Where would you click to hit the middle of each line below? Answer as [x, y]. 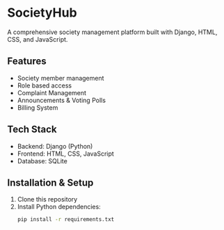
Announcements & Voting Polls [62, 100]
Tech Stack [32, 130]
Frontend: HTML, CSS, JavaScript [66, 154]
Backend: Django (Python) [55, 146]
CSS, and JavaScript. [38, 39]
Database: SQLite [42, 161]
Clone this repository [47, 199]
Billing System [38, 107]
